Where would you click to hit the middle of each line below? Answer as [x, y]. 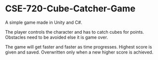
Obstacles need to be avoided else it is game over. [56, 37]
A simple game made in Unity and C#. [44, 22]
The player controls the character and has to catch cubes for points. [75, 32]
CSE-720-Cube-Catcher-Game [70, 9]
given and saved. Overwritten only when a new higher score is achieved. [79, 52]
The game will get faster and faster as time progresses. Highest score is [79, 47]
